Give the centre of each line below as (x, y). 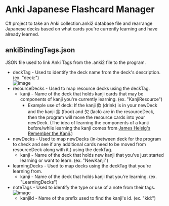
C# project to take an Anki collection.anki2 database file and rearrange (79, 23)
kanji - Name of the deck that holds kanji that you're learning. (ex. (88, 177)
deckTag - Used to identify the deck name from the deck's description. (87, 72)
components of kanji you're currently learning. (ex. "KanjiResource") (91, 99)
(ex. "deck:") (26, 78)
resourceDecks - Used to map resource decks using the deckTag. (81, 88)
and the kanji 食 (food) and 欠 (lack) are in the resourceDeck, (91, 111)
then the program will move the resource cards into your (86, 117)
